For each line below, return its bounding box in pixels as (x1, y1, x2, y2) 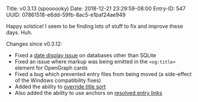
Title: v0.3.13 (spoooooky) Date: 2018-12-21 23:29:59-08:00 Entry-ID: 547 (6, 5, 186, 12)
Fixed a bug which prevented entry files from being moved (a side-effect (14, 71, 192, 77)
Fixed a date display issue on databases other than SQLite (14, 52, 157, 58)
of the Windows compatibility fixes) (14, 77, 102, 84)
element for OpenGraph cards (14, 64, 88, 71)
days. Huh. (6, 29, 33, 36)
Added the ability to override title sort (14, 83, 106, 90)
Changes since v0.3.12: (6, 41, 63, 47)
